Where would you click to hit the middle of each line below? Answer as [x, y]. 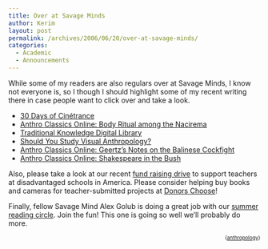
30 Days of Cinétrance [57, 115]
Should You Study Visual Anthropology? [86, 141]
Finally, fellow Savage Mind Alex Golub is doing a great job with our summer [133, 206]
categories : [28, 46]
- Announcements [42, 61]
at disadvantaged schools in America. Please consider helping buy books [129, 182]
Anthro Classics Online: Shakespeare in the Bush [100, 158]
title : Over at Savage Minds [57, 16]
